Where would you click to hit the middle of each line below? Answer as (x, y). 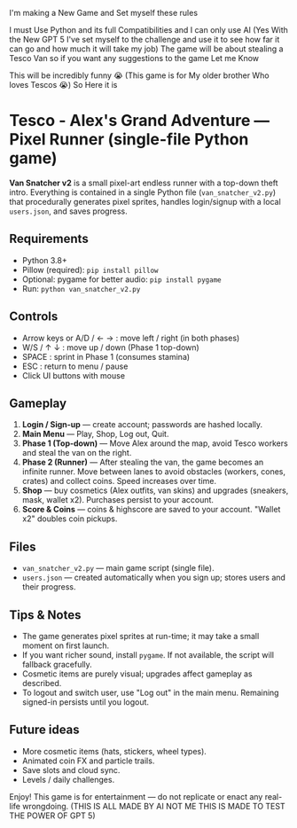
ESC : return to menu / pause (75, 366)
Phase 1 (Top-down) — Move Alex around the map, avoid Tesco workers (155, 443)
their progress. (49, 587)
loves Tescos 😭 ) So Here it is (63, 85)
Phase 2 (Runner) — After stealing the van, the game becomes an (143, 462)
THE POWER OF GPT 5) (52, 816)
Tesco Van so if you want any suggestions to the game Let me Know (134, 58)
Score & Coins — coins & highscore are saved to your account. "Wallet (151, 510)
